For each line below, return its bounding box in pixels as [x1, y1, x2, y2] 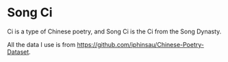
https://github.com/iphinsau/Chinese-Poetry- [77, 40, 204, 48]
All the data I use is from [7, 40, 76, 48]
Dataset [7, 48, 29, 56]
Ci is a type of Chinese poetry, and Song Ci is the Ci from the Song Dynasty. [7, 27, 222, 35]
